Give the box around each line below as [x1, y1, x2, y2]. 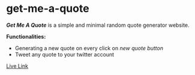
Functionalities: [6, 33, 46, 40]
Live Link [6, 62, 29, 70]
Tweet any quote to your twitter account [14, 51, 115, 58]
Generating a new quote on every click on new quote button [14, 44, 164, 52]
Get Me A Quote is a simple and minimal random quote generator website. [6, 21, 190, 29]
